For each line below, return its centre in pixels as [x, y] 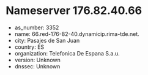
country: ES [29, 47]
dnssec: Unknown [37, 66]
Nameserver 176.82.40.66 [74, 11]
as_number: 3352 [37, 27]
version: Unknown [37, 60]
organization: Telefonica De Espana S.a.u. [67, 53]
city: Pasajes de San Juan [47, 40]
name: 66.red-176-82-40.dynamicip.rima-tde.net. [77, 34]
